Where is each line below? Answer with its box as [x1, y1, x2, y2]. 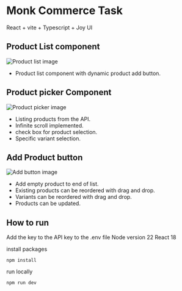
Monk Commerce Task [6, 4, 123, 18]
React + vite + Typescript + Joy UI [6, 24, 93, 31]
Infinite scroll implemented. [15, 121, 84, 129]
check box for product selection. [15, 128, 98, 135]
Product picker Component [6, 87, 112, 98]
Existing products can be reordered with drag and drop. [15, 187, 156, 194]
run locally [6, 268, 33, 275]
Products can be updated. [15, 199, 81, 207]
